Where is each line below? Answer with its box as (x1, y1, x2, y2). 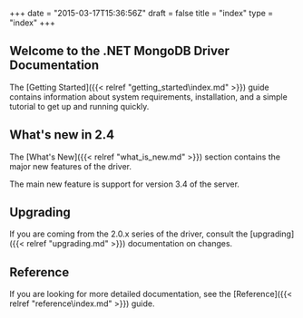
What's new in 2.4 (9, 127, 115, 143)
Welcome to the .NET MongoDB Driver (9, 43, 230, 59)
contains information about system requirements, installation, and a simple (9, 91, 288, 102)
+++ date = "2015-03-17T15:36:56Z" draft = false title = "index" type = (9, 8, 274, 18)
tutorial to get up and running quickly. (9, 101, 150, 111)
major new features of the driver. (9, 160, 132, 171)
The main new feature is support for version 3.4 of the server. (9, 178, 240, 189)
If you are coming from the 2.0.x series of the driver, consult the (9, 228, 249, 239)
